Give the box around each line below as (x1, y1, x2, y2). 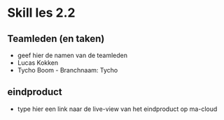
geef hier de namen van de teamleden (17, 51, 128, 59)
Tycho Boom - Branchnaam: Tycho (17, 66, 118, 74)
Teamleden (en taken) (7, 33, 105, 45)
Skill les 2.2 (7, 5, 76, 21)
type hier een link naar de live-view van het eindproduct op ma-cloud (17, 105, 218, 113)
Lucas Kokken (17, 59, 59, 67)
